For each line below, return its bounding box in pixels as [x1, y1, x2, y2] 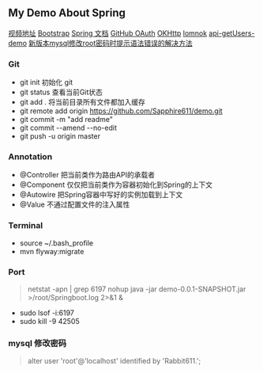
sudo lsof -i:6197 [19, 308, 75, 318]
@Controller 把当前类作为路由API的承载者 [19, 170, 156, 180]
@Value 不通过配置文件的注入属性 [19, 200, 130, 209]
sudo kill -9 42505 [19, 317, 81, 325]
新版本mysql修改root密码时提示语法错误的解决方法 [28, 38, 193, 48]
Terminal [8, 220, 43, 231]
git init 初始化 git [19, 78, 73, 87]
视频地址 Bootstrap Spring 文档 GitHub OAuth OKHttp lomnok [8, 28, 208, 38]
